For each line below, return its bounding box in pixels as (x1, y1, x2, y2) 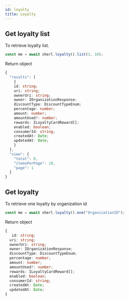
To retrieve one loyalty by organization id (5, 201, 87, 207)
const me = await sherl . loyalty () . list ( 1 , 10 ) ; (5, 52, 104, 57)
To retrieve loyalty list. (5, 42, 50, 49)
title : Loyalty (5, 12, 36, 17)
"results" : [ (9, 75, 36, 80)
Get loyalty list (5, 30, 50, 38)
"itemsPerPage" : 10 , (14, 161, 55, 166)
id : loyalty (5, 7, 29, 12)
